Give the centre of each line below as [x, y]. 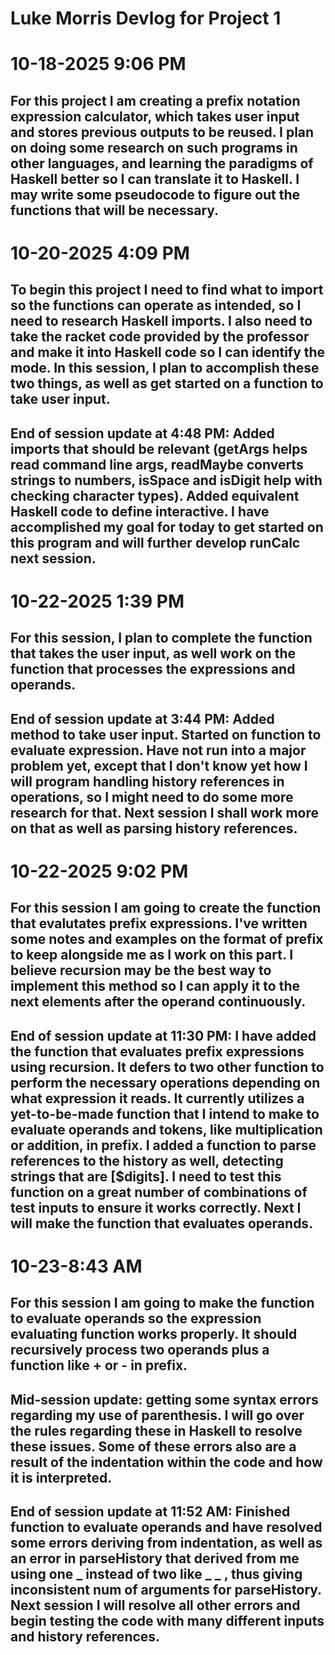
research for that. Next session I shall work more [164, 812]
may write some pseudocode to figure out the [155, 194]
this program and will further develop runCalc [155, 542]
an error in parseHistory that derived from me [155, 1558]
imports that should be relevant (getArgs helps [159, 448]
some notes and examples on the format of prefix [167, 939]
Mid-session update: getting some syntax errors [164, 1399]
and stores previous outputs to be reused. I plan [162, 132]
